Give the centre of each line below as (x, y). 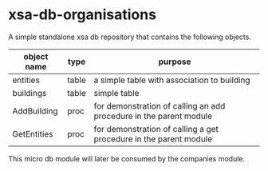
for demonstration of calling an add (160, 105)
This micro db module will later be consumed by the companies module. (127, 158)
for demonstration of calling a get (156, 129)
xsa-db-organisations (83, 15)
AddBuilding (35, 111)
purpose (175, 62)
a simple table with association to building (172, 80)
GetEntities (33, 133)
